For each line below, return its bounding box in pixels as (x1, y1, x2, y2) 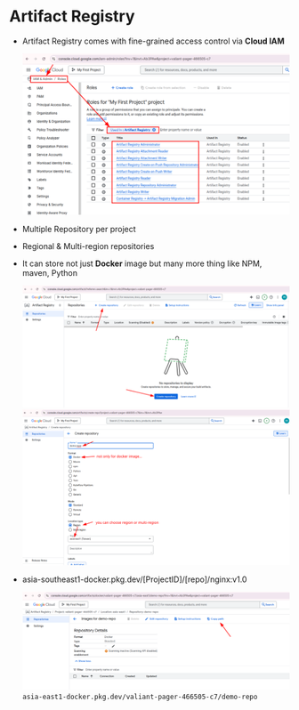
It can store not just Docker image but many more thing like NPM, (21, 258, 263, 269)
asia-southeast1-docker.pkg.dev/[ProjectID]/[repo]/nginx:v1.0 (21, 574, 247, 585)
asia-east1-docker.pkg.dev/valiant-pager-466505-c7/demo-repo (21, 692, 258, 702)
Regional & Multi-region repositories (21, 241, 155, 252)
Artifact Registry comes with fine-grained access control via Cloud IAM (21, 36, 285, 46)
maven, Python (21, 268, 78, 278)
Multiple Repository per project (21, 224, 136, 235)
